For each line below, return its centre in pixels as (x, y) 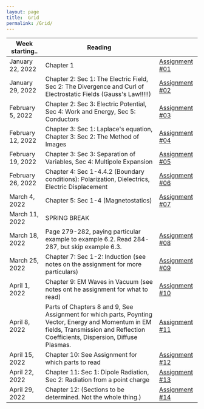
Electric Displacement (76, 187)
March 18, (24, 236)
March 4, (22, 197)
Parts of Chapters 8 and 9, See (89, 307)
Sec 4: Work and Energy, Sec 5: (90, 112)
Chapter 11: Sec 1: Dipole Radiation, (97, 373)
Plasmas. (58, 345)
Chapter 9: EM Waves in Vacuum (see (99, 282)
